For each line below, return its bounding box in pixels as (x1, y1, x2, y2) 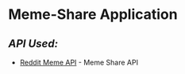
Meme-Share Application (8, 6, 178, 24)
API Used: (8, 37, 58, 50)
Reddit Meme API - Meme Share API (19, 57, 139, 67)
